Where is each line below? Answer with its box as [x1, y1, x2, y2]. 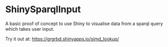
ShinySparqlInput [5, 4, 81, 15]
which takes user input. [5, 26, 55, 32]
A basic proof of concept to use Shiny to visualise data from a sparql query [5, 20, 163, 27]
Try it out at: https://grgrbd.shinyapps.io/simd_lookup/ [5, 36, 119, 42]
